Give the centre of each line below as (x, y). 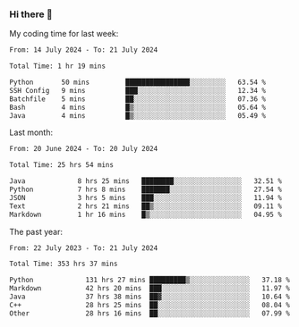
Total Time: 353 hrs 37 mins (64, 264)
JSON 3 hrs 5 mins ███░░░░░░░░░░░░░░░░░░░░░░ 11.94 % (145, 197)
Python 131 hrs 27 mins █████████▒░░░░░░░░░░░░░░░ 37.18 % (150, 281)
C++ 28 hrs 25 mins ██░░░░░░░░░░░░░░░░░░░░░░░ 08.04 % (150, 305)
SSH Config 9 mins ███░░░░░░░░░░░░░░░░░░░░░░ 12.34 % (138, 90)
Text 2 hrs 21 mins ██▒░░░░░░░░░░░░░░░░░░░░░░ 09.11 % (145, 206)
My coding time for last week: (64, 34)
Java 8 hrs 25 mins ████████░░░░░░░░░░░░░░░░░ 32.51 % (145, 181)
